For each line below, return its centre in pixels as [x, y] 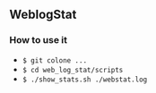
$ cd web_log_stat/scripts [73, 70]
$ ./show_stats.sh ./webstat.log [85, 80]
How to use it [38, 40]
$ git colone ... [55, 60]
